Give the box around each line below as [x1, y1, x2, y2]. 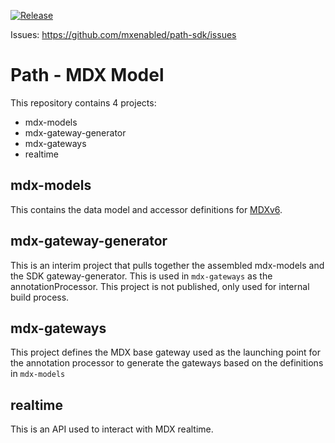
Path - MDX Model [10, 64, 165, 87]
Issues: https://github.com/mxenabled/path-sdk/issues [10, 29, 237, 40]
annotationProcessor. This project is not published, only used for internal [10, 280, 310, 292]
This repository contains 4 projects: [10, 96, 157, 109]
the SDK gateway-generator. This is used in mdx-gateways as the [10, 270, 273, 282]
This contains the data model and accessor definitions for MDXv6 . [10, 203, 283, 215]
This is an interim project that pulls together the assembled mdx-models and [10, 259, 325, 271]
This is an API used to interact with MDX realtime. [10, 423, 214, 435]
